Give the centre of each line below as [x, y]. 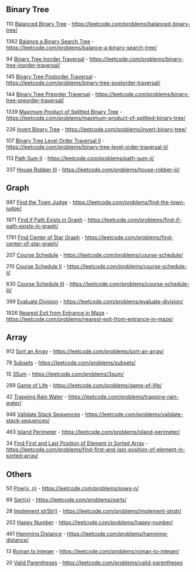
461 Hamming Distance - [36, 534]
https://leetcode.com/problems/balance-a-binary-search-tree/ [81, 47]
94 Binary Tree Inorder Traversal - [47, 59]
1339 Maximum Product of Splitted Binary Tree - [64, 111]
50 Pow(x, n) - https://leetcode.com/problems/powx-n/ [73, 488]
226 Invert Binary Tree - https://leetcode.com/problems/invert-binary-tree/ [96, 129]
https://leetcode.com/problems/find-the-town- [129, 202]
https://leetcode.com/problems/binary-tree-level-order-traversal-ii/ [87, 147]
